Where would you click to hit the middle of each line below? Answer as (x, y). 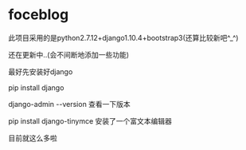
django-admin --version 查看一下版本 (70, 104)
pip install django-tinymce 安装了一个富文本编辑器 (90, 120)
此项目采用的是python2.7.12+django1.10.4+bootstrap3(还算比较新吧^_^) (123, 37)
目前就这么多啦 (33, 138)
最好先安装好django (41, 71)
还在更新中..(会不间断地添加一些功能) (69, 54)
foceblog (39, 15)
